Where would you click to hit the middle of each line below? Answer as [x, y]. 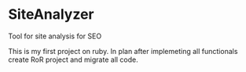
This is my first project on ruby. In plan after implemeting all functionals [123, 51]
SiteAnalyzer [51, 14]
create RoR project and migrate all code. [73, 59]
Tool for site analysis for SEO [55, 36]
